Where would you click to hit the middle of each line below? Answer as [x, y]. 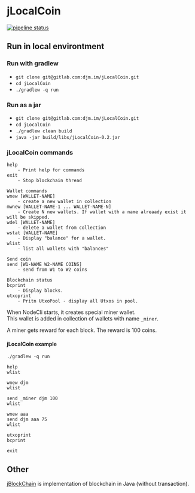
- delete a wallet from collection [62, 228]
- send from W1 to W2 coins [52, 270]
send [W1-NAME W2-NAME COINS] [45, 265]
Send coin [19, 259]
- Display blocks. [40, 291]
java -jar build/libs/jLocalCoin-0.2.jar [68, 137]
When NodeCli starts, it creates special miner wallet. [71, 312]
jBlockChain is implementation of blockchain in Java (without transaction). [98, 484]
